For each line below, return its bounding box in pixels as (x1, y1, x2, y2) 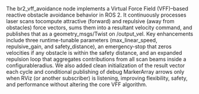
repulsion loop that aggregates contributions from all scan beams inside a (6, 56, 187, 62)
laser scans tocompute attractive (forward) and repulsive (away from (6, 18, 175, 24)
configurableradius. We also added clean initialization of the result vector (6, 62, 185, 69)
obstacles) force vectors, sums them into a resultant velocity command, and (6, 24, 192, 31)
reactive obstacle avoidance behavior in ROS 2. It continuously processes (6, 11, 187, 18)
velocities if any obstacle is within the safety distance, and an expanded (6, 49, 182, 56)
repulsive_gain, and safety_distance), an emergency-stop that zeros (6, 43, 172, 50)
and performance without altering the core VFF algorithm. (6, 81, 147, 88)
